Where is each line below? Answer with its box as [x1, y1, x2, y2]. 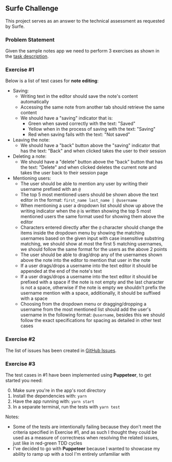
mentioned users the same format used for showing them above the [20, 214, 164, 220]
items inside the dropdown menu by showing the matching [20, 230, 145, 236]
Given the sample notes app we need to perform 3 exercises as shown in [5, 48, 160, 54]
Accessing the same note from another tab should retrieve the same [20, 104, 165, 110]
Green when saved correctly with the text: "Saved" [28, 120, 136, 127]
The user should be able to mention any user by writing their [20, 181, 148, 187]
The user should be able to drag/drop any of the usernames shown [20, 252, 163, 258]
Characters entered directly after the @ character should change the [20, 224, 163, 230]
